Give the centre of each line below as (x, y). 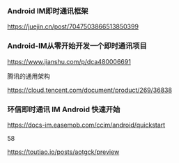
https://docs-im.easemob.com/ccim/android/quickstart (86, 125)
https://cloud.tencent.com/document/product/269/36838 (90, 90)
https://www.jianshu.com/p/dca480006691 (69, 61)
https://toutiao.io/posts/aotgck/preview (63, 152)
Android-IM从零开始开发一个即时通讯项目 (77, 46)
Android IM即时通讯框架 (48, 10)
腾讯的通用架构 (29, 76)
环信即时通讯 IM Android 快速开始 (64, 109)
